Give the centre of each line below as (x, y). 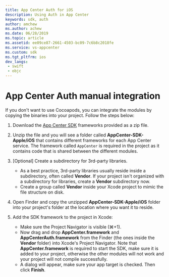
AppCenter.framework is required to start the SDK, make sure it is (89, 248)
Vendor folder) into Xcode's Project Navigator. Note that (78, 243)
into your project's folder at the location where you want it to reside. (83, 207)
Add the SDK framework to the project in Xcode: (63, 217)
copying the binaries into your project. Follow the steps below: (70, 115)
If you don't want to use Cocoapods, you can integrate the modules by (79, 110)
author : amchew (21, 24)
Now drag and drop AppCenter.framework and (70, 232)
